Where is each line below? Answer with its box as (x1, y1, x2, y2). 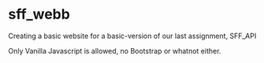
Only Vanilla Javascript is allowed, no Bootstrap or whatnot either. (8, 46, 221, 55)
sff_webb (8, 5, 71, 23)
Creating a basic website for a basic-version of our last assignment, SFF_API (8, 31, 257, 40)
